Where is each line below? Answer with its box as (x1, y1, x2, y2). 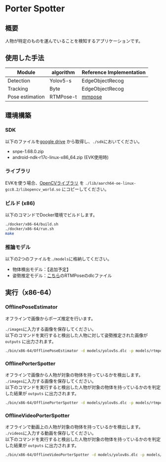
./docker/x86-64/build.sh (5, 222, 58, 227)
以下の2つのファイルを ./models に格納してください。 (5, 256, 112, 262)
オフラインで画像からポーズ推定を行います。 (5, 315, 95, 321)
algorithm (51, 69, 75, 76)
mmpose (82, 93, 102, 100)
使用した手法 (5, 54, 44, 62)
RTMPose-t (49, 93, 78, 100)
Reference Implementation (82, 69, 146, 76)
